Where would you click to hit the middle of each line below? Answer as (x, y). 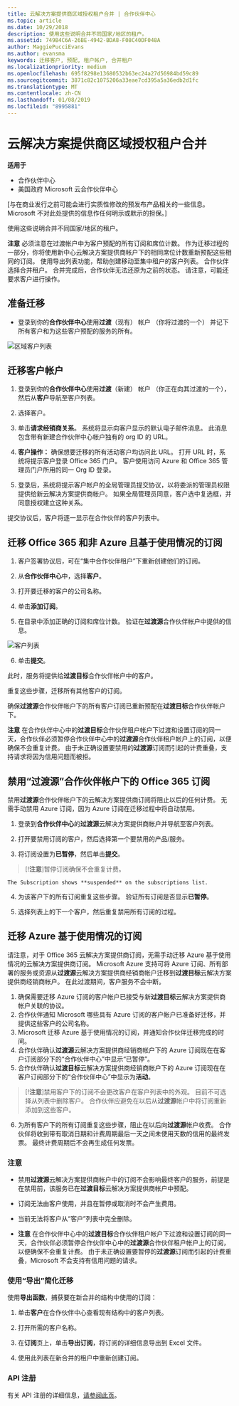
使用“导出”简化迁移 (41, 1281)
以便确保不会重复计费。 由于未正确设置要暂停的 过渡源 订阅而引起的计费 (121, 1252)
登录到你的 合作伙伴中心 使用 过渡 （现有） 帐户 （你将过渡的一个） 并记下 (123, 322)
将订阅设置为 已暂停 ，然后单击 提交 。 (71, 854)
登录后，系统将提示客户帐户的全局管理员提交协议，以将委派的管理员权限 (123, 485)
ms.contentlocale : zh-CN (44, 93)
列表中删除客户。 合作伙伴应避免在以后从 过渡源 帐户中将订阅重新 (132, 1101)
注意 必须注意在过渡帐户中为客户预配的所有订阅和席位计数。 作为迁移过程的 (118, 243)
